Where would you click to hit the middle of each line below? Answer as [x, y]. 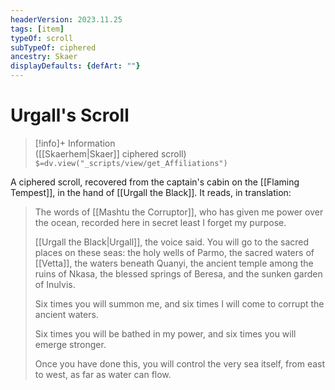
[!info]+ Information [75, 143]
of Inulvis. [55, 284]
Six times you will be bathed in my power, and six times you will [165, 333]
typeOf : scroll [42, 38]
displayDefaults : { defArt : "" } [75, 66]
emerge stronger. [70, 344]
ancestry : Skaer [44, 57]
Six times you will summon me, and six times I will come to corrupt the [179, 303]
